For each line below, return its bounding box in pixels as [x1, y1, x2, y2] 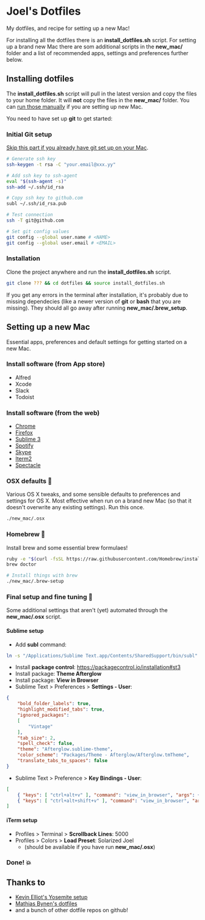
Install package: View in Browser [15, 676, 99, 684]
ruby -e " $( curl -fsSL [6, 556, 64, 562]
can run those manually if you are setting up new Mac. [6, 103, 143, 110]
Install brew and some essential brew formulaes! [6, 544, 128, 552]
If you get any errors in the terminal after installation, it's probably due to [6, 291, 189, 298]
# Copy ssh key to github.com [6, 195, 84, 201]
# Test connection [6, 212, 53, 218]
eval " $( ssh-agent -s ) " [6, 178, 67, 184]
